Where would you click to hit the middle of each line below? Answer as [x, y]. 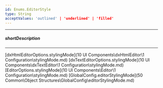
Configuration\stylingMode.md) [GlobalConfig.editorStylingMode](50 [74, 75]
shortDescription [23, 38]
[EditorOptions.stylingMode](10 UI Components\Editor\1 [60, 70]
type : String [18, 14]
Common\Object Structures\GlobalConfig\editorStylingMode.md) [70, 80]
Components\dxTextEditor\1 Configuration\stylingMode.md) [65, 65]
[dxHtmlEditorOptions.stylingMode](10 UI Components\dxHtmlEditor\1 [75, 55]
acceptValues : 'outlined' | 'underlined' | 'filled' [59, 18]
